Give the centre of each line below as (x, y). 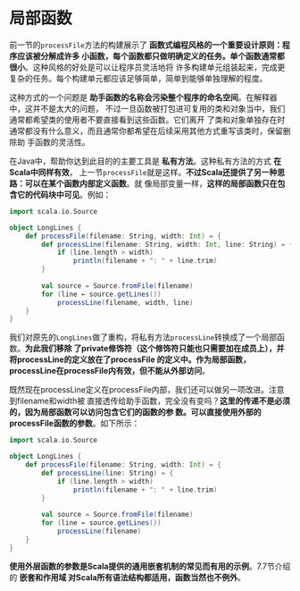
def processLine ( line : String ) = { (108, 473)
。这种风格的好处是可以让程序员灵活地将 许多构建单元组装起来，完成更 (155, 67)
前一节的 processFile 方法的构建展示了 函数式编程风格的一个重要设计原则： (146, 45)
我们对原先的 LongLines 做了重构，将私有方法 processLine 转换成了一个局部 (143, 337)
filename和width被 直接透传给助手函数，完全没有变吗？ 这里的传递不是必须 (154, 401)
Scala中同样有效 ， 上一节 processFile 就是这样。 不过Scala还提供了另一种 (143, 172)
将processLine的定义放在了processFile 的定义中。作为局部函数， (130, 359)
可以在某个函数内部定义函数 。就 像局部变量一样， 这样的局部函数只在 (151, 183)
